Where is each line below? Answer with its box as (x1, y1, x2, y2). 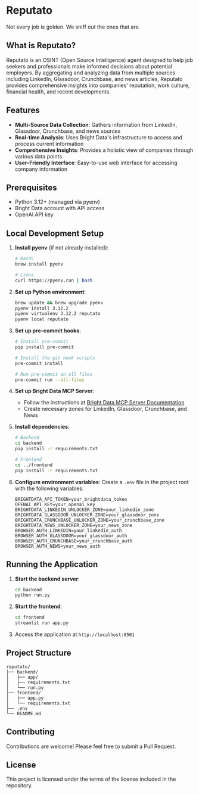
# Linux (14, 272, 34, 278)
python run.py (14, 592, 50, 598)
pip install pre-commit (14, 344, 74, 350)
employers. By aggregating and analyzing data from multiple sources (6, 69, 176, 76)
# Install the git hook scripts (14, 355, 95, 361)
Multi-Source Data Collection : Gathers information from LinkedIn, (14, 121, 178, 128)
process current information (14, 140, 84, 147)
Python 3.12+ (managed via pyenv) (14, 198, 100, 205)
